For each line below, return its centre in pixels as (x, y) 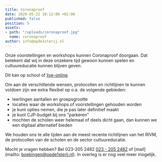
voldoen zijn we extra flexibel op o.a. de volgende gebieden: (66, 90)
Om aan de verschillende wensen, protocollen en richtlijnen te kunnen (75, 84)
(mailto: (13, 154)
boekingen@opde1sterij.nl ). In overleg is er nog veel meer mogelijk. (89, 154)
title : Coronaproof (25, 10)
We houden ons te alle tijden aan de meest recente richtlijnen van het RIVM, (81, 134)
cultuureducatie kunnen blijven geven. (43, 65)
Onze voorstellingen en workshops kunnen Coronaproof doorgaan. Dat (76, 55)
